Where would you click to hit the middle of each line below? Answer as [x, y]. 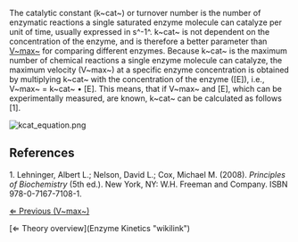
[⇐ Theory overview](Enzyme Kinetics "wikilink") [99, 228]
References [42, 153]
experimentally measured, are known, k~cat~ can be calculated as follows [146, 98]
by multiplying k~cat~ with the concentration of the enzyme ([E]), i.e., [137, 79]
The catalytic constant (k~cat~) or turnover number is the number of [135, 13]
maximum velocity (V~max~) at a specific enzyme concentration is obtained [149, 70]
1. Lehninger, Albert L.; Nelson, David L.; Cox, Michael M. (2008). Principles [147, 174]
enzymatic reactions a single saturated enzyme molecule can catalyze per [146, 22]
